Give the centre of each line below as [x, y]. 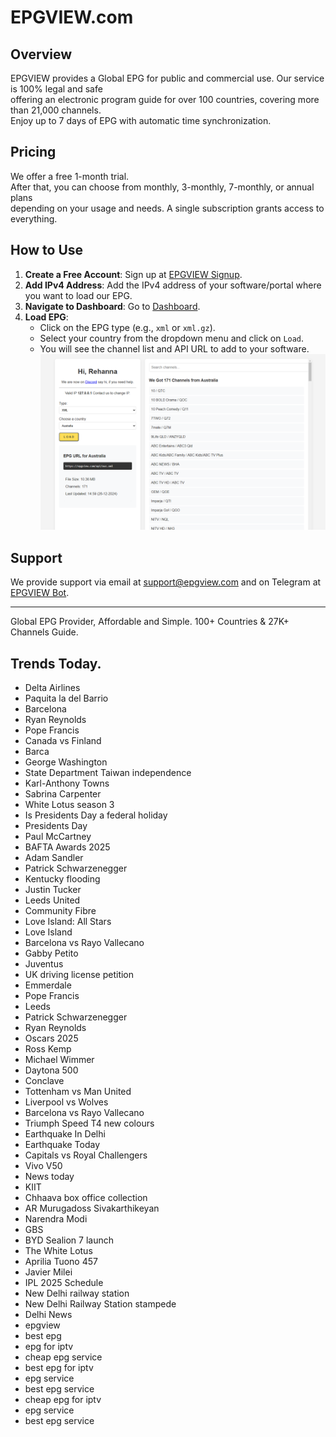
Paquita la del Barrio [66, 698]
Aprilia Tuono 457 [61, 1261]
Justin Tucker [53, 889]
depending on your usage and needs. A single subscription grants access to [167, 208]
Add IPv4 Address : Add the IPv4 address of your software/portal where [173, 285]
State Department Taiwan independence [108, 772]
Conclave [44, 1080]
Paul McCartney [58, 836]
